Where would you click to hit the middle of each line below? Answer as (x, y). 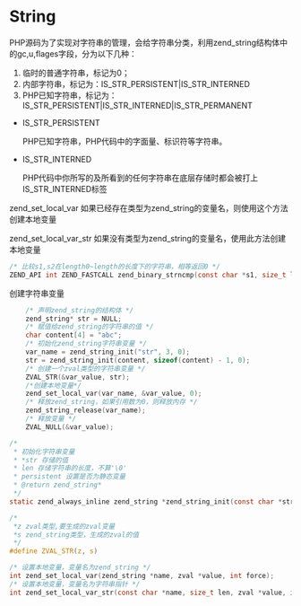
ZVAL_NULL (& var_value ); (70, 427)
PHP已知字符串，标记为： (70, 95)
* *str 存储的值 (41, 460)
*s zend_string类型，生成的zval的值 (76, 535)
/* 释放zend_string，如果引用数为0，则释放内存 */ (112, 402)
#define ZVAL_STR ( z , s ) (54, 551)
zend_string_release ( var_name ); (86, 410)
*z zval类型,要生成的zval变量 (64, 526)
